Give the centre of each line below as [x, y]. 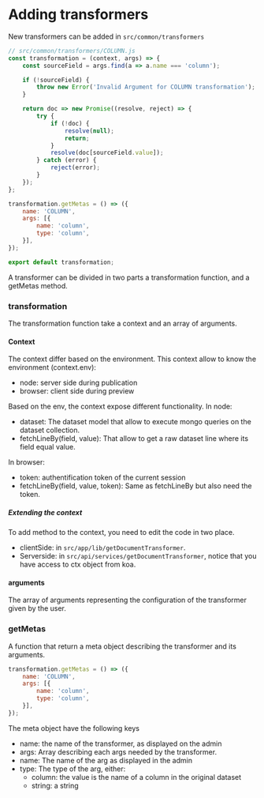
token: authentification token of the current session [103, 478]
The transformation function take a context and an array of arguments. [123, 323]
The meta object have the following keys [74, 728]
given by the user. [37, 608]
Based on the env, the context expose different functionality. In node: [120, 407]
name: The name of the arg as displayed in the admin [106, 760]
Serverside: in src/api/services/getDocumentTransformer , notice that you [138, 556]
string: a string [55, 785]
